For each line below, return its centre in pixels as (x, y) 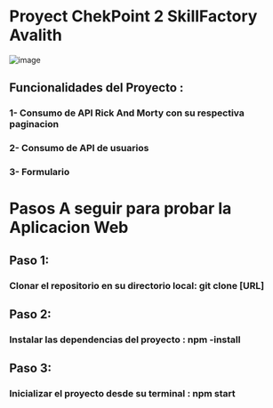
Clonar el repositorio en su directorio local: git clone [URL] (137, 285)
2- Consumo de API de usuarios (79, 148)
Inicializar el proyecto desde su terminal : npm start (122, 394)
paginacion (34, 124)
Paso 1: (29, 260)
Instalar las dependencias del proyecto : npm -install (125, 340)
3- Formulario (40, 172)
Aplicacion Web (69, 228)
